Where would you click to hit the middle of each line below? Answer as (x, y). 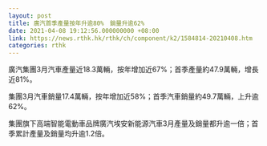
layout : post (30, 16)
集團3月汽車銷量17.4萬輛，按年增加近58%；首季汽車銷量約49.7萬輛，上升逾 (133, 96)
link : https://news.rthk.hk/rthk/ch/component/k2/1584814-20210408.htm (130, 38)
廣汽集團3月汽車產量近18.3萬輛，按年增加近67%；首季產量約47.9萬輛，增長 (133, 70)
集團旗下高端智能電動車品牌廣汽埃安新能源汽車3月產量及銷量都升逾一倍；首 (133, 124)
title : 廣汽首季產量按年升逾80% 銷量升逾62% (77, 23)
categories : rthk (37, 46)
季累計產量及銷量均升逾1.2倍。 (59, 134)
